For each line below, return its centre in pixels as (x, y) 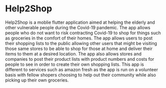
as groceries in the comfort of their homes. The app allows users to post (79, 38)
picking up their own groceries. (37, 80)
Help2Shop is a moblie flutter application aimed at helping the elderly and (80, 22)
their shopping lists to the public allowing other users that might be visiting (81, 43)
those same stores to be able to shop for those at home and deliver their (79, 48)
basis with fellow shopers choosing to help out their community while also (81, 75)
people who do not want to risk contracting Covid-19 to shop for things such (83, 33)
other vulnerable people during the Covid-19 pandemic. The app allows (78, 27)
